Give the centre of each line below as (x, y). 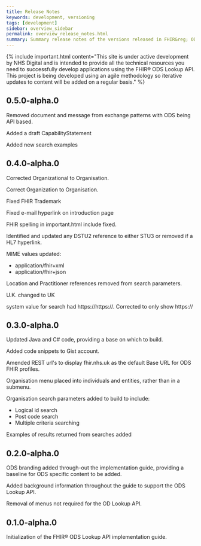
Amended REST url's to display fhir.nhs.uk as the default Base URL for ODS (99, 363)
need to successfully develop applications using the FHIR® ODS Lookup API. (100, 69)
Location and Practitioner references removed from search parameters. (94, 283)
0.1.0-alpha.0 (32, 522)
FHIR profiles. (23, 369)
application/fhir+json (40, 272)
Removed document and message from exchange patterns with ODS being (98, 115)
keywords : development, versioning (51, 17)
